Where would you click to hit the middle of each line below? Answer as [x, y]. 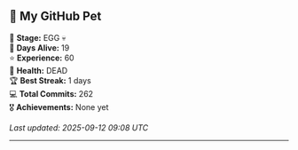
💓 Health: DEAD [39, 70]
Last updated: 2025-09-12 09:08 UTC [79, 127]
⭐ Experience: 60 [42, 58]
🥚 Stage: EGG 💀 [38, 37]
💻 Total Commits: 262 [51, 93]
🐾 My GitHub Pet [55, 16]
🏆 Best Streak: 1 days [50, 80]
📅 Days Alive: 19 [39, 47]
